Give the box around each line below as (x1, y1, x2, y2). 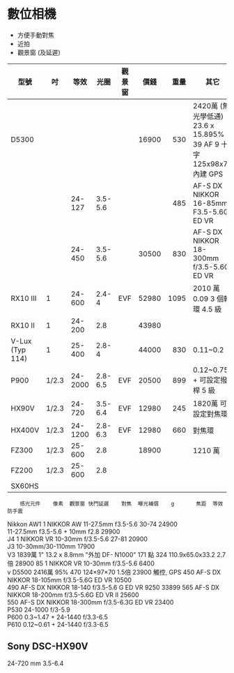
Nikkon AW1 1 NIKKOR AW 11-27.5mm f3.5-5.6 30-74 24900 (7, 519, 178, 528)
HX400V (10, 425, 40, 435)
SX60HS (10, 481, 39, 491)
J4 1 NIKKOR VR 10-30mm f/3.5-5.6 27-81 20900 (7, 535, 148, 543)
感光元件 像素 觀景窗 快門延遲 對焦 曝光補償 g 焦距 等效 (19, 500, 224, 507)
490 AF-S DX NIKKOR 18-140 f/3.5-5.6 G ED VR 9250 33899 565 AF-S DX (7, 583, 220, 591)
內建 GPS (192, 169, 224, 179)
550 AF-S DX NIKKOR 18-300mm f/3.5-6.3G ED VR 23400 (7, 598, 174, 606)
